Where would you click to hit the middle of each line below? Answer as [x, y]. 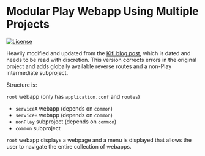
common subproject [38, 128]
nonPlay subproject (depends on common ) [66, 122]
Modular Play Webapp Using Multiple [102, 11]
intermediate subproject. [37, 72]
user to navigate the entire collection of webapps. [69, 146]
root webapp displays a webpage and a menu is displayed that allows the [99, 140]
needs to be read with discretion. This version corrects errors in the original [102, 60]
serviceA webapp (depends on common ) [64, 108]
